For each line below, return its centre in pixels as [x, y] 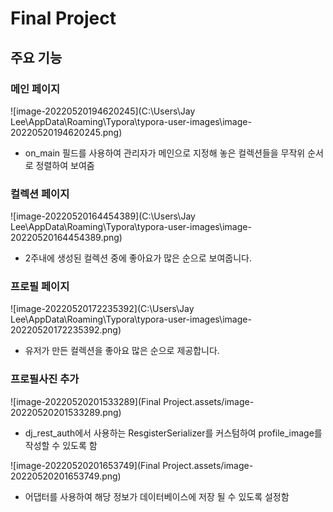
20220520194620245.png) [66, 132]
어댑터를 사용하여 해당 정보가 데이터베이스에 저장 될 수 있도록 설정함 [157, 496]
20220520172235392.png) [66, 330]
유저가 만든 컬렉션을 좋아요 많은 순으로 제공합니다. [122, 351]
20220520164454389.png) [66, 238]
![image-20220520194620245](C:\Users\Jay [103, 111]
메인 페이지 [35, 89]
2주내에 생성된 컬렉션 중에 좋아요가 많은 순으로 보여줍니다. [138, 258]
